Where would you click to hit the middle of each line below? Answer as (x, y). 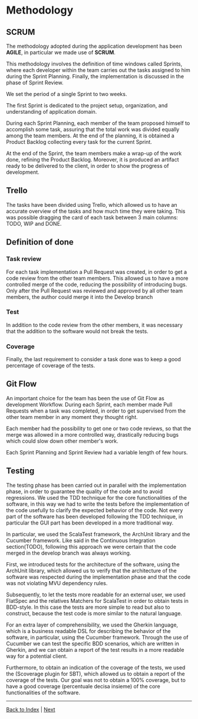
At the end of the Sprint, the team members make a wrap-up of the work (94, 153)
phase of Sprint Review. (35, 83)
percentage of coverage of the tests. (51, 365)
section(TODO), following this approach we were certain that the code (91, 546)
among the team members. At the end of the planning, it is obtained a (90, 136)
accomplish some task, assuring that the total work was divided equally (93, 129)
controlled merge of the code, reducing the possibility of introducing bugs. (97, 284)
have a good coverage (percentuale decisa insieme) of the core (83, 686)
